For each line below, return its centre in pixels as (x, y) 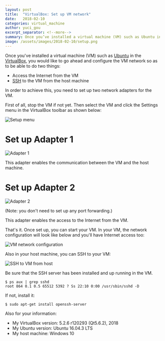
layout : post (18, 10)
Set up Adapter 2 (40, 187)
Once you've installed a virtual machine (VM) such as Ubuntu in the (73, 55)
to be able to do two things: (33, 66)
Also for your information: (31, 313)
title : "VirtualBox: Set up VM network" (48, 14)
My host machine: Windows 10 (43, 333)
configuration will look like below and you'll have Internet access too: (75, 235)
